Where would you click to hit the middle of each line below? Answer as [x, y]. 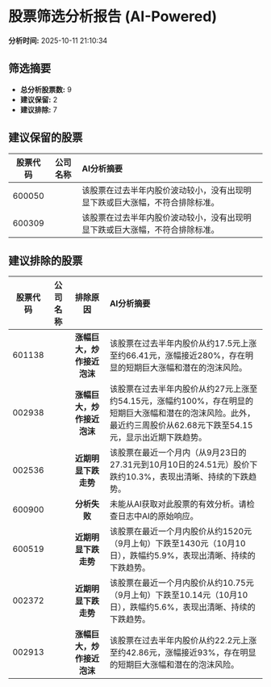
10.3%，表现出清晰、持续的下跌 [187, 477]
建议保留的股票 [46, 138]
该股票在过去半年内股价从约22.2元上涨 [183, 641]
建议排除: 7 [39, 109]
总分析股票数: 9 [46, 89]
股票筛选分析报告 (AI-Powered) [113, 17]
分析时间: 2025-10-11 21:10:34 [58, 40]
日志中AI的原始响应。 [158, 516]
